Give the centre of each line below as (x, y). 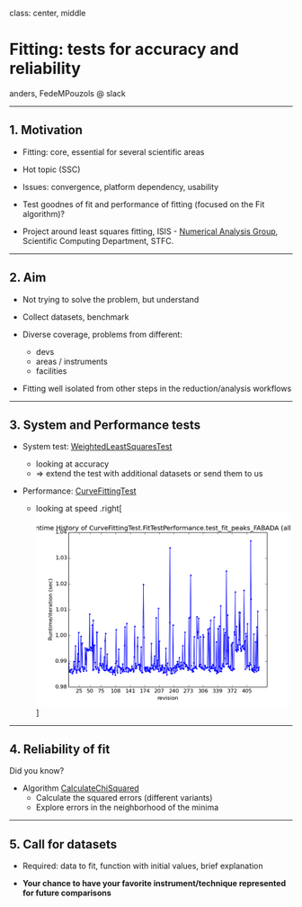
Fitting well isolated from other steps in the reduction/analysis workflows (157, 388)
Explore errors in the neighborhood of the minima (127, 807)
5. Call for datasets (63, 844)
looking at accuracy (72, 464)
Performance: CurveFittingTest (79, 491)
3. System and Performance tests (105, 425)
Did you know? (37, 771)
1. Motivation (46, 130)
